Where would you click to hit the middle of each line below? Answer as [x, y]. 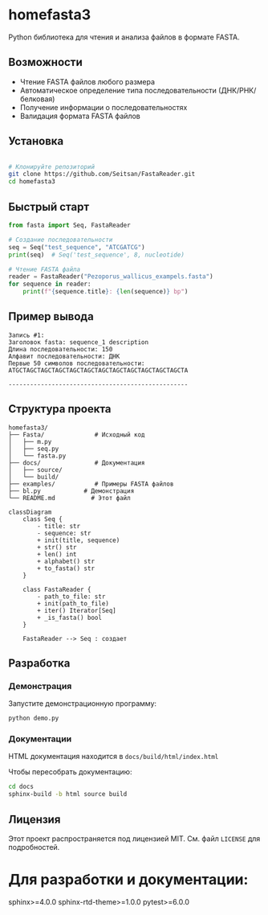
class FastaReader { [57, 589]
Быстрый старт [49, 207]
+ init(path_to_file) [73, 603]
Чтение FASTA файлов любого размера [87, 81]
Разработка [39, 664]
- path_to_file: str [71, 597]
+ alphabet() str [66, 561]
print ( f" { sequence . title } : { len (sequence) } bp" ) [106, 292]
